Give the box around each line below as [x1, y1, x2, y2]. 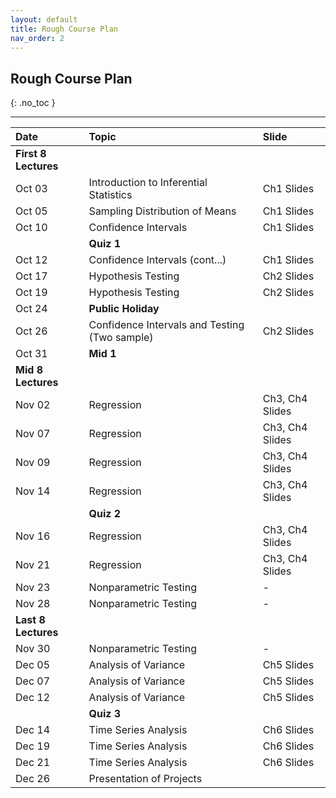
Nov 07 [15, 427, 51, 441]
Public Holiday [88, 302, 160, 316]
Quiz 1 [88, 237, 122, 251]
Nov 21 [15, 558, 51, 572]
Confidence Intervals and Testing [88, 318, 245, 332]
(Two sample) [88, 331, 154, 345]
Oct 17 [15, 269, 48, 283]
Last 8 [15, 613, 46, 627]
